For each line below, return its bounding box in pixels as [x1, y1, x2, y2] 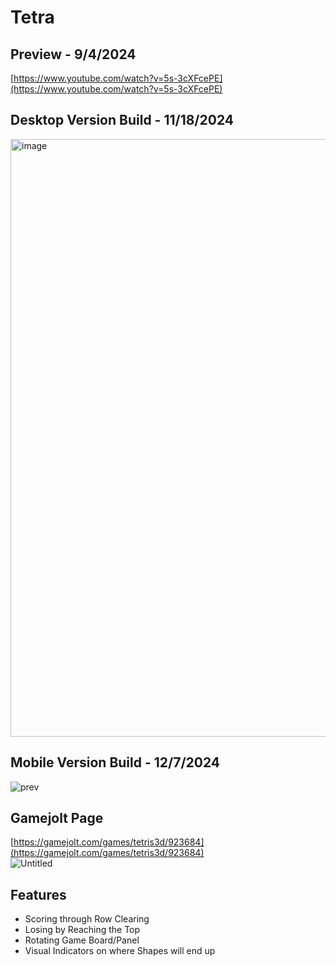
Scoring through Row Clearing [24, 913, 150, 925]
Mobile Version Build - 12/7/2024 [10, 754, 221, 771]
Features [10, 886, 67, 903]
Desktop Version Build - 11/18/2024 [10, 112, 235, 129]
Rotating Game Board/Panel [24, 934, 140, 946]
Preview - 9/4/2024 [10, 46, 137, 63]
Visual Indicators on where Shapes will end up [24, 945, 216, 957]
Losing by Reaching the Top [24, 924, 141, 936]
